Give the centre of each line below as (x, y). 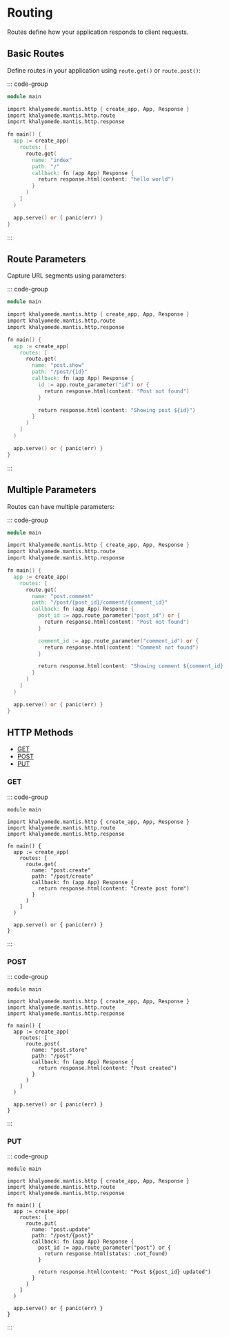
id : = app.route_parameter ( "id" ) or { (93, 385)
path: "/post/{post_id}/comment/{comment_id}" (100, 603)
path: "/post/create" (63, 876)
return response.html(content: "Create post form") (113, 888)
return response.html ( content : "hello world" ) (106, 179)
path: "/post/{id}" (60, 372)
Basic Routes (36, 54)
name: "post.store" (60, 1050)
